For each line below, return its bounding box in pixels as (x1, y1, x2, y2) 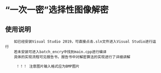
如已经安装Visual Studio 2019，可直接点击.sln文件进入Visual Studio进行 (14, 39, 153, 44)
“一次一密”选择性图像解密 (5, 4, 109, 15)
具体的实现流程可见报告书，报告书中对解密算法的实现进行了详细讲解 (14, 55, 131, 59)
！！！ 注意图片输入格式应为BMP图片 (16, 64, 80, 69)
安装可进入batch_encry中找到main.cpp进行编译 (21, 49, 107, 54)
